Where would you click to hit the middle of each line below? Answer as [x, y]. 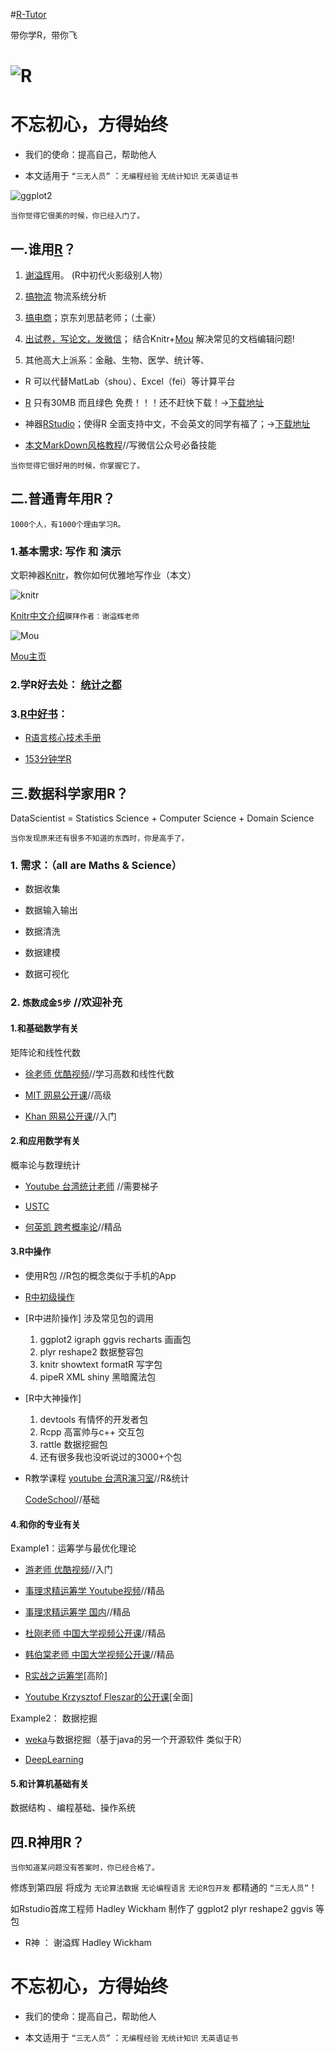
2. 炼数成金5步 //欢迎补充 [66, 1002]
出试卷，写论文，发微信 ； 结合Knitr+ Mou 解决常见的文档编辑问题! [159, 338]
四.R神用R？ [47, 1842]
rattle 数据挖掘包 [73, 1444]
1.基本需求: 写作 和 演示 [66, 551]
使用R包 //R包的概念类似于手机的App [100, 1275]
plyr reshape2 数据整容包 [91, 1351]
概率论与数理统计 [45, 1165]
